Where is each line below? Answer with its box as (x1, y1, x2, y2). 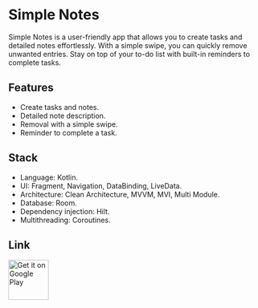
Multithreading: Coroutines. (19, 215, 111, 225)
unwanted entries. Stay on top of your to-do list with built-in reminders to (8, 49, 251, 59)
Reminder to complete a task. (19, 128, 118, 137)
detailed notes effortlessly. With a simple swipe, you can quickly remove (8, 40, 248, 50)
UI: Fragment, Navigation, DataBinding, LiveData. (19, 180, 182, 190)
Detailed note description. (19, 111, 106, 120)
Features (8, 81, 54, 95)
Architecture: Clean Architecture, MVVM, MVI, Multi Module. (19, 189, 220, 199)
